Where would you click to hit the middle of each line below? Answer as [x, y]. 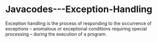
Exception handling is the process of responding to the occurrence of [78, 23]
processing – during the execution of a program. [56, 34]
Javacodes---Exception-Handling [79, 9]
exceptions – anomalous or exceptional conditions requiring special [76, 28]
